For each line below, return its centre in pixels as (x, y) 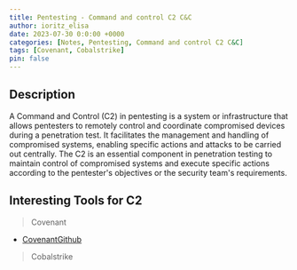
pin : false (29, 59)
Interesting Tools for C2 (76, 201)
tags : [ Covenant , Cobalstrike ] (67, 51)
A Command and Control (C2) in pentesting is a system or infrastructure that (148, 115)
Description (42, 95)
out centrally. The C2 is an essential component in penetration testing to (141, 154)
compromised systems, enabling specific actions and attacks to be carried (145, 144)
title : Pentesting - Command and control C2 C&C (101, 17)
